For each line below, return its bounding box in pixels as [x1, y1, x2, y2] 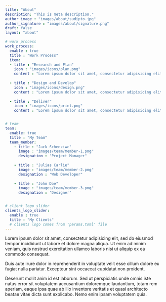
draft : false [5, 26, 32, 31]
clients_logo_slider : [5, 208, 50, 213]
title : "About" [5, 7, 37, 12]
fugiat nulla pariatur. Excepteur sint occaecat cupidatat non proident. [5, 266, 145, 272]
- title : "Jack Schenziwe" [14, 144, 72, 149]
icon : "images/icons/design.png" [14, 85, 85, 90]
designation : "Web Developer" [18, 172, 83, 177]
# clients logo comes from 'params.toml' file [9, 222, 107, 227]
